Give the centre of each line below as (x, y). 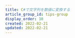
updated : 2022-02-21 (27, 28)
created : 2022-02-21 (27, 23)
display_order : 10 (24, 19)
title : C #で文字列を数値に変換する (38, 10)
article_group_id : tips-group (37, 14)
